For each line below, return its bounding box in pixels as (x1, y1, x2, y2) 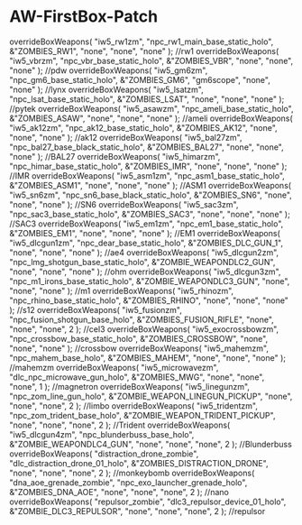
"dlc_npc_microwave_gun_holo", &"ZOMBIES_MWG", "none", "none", (9, 372, 265, 382)
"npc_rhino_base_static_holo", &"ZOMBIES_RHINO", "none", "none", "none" (9, 295, 288, 306)
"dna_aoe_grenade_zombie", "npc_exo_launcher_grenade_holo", (9, 476, 248, 488)
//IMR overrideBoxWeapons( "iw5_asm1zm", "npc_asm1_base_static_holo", (9, 170, 286, 181)
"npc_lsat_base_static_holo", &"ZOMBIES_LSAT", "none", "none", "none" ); (9, 93, 285, 105)
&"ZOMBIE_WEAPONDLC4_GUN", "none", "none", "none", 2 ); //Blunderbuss (9, 438, 293, 449)
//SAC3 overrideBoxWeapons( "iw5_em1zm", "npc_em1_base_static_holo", (9, 218, 284, 229)
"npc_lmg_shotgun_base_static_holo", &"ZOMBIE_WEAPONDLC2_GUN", (9, 256, 276, 267)
